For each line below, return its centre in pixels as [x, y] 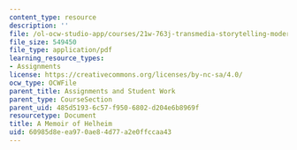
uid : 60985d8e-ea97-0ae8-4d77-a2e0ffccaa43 [91, 132]
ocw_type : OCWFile [43, 83]
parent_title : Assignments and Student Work [92, 91]
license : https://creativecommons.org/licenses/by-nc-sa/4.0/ [126, 75]
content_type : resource [53, 17]
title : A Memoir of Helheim [61, 124]
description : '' [39, 26]
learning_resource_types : [57, 58]
